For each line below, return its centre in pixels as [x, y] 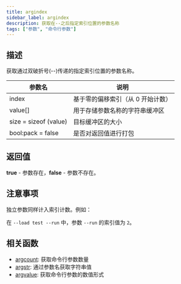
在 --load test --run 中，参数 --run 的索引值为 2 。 [71, 222]
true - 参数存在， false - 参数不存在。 [53, 172]
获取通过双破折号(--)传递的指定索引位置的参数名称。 [72, 71]
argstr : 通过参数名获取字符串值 [53, 267]
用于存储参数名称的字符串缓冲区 [119, 111]
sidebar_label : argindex [38, 18]
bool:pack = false [34, 133]
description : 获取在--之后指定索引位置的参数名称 [63, 23]
